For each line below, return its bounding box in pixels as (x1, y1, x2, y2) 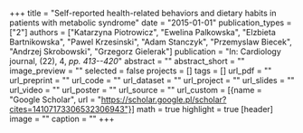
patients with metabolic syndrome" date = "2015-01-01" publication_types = (9, 17, 292, 28)
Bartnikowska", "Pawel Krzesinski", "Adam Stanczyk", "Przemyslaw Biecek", (9, 36, 292, 47)
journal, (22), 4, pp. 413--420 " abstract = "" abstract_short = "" (9, 56, 245, 66)
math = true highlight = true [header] (137, 104, 274, 114)
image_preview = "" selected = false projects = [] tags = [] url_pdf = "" (9, 65, 272, 76)
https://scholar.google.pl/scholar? (100, 94, 227, 105)
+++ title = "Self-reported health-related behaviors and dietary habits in (9, 8, 277, 18)
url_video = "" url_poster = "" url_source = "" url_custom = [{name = (9, 85, 262, 95)
